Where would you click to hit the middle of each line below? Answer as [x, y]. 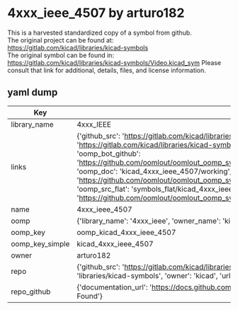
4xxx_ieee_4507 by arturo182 [96, 13]
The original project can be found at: [61, 40]
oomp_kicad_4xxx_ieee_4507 [126, 232]
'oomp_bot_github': [109, 154]
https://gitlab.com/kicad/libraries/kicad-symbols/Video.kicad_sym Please [114, 62]
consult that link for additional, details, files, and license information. [107, 70]
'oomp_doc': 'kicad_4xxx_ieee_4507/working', [154, 171]
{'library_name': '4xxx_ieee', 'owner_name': [149, 221]
